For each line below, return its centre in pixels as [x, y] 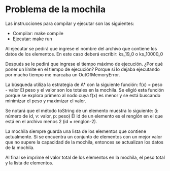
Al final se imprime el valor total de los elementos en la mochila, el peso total [85, 157]
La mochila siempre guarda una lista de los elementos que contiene [76, 131]
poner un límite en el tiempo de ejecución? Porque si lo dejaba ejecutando [82, 69]
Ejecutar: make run [32, 39]
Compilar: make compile [38, 33]
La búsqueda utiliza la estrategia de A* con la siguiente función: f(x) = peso [84, 84]
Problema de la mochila [55, 9]
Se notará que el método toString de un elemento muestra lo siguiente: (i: [82, 110]
